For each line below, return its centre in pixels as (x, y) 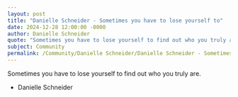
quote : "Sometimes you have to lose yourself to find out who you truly (117, 40)
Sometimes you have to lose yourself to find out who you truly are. (104, 73)
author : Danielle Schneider (49, 34)
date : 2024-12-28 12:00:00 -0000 (57, 27)
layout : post (27, 14)
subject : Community (36, 47)
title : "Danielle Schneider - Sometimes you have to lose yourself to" (115, 21)
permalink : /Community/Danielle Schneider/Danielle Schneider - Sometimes (120, 54)
